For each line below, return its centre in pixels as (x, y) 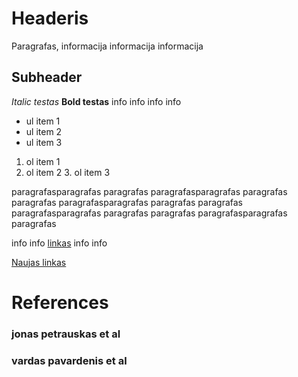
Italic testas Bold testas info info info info (96, 101)
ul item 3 (44, 142)
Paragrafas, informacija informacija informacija (107, 46)
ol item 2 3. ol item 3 (68, 172)
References (60, 302)
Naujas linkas (39, 262)
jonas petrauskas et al (66, 334)
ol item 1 (43, 161)
